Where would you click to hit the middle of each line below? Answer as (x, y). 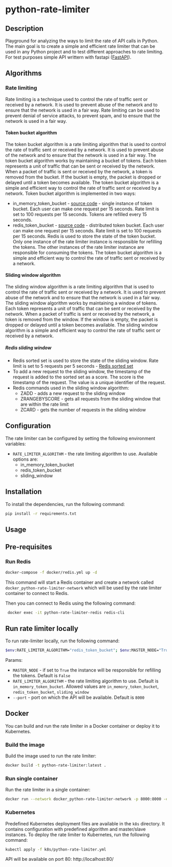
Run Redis (18, 562)
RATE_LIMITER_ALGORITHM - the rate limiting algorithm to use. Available (85, 454)
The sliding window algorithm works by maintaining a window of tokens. (81, 303)
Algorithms (24, 73)
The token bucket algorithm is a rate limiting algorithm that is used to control (86, 144)
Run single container (31, 779)
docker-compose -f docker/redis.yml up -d (51, 572)
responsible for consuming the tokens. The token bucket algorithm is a (87, 252)
